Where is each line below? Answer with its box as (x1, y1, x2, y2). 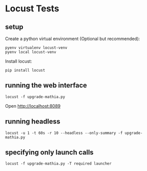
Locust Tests (5, 3, 59, 14)
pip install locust (5, 68, 46, 73)
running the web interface (5, 81, 88, 89)
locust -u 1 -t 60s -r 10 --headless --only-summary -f (5, 130, 123, 135)
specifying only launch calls (5, 148, 94, 157)
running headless (5, 117, 60, 126)
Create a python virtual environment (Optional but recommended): (5, 36, 140, 42)
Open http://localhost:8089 (5, 103, 61, 109)
